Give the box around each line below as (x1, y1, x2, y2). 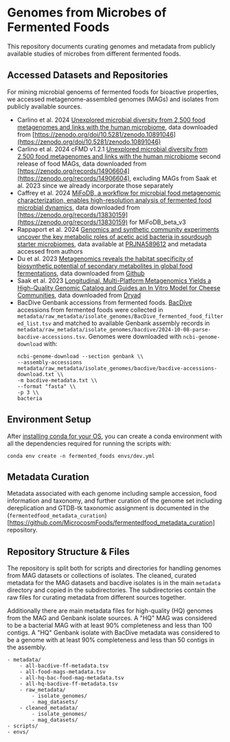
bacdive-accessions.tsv (16, 334, 86, 340)
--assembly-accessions (16, 359, 82, 366)
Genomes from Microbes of (7, 5, 167, 21)
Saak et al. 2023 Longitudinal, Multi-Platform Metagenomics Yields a (16, 276, 211, 285)
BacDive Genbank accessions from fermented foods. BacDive (16, 298, 192, 307)
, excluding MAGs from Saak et (129, 174, 218, 182)
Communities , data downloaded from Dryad (16, 291, 141, 299)
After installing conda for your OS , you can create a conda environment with (7, 432, 222, 440)
